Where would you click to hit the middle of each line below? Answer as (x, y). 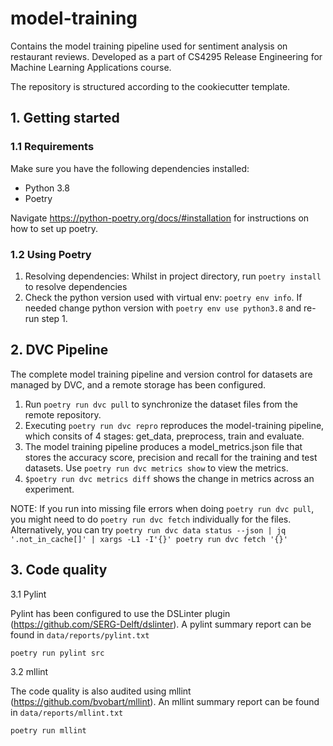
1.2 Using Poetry (51, 254)
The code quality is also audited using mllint (101, 691)
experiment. (49, 489)
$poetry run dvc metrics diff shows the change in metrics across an (169, 478)
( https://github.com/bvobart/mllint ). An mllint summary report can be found (165, 701)
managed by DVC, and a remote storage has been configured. (138, 384)
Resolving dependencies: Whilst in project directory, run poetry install (173, 276)
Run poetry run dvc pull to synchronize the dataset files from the (161, 404)
